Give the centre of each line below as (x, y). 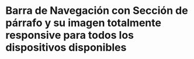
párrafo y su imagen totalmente (84, 23)
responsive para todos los (70, 35)
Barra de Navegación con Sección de (97, 11)
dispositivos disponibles (66, 48)
